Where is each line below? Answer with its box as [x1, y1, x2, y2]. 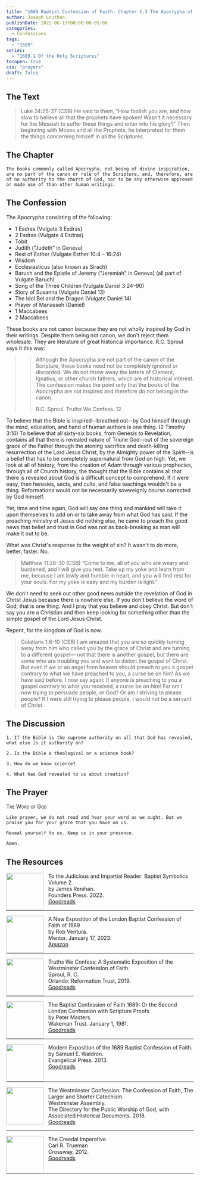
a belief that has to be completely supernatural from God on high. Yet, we [6, 455, 186, 462]
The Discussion [6, 719, 65, 729]
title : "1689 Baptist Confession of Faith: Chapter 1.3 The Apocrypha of [6, 8, 193, 15]
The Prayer [6, 787, 48, 797]
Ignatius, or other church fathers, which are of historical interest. [35, 375, 194, 382]
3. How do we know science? [6, 760, 76, 766]
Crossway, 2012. [48, 1148, 89, 1156]
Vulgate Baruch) [14, 275, 55, 283]
